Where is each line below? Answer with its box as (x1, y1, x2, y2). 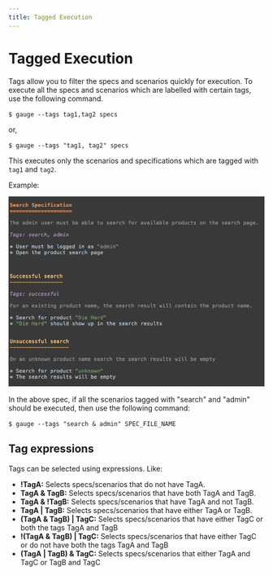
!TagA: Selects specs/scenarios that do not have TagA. (19, 479, 206, 489)
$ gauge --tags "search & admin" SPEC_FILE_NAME (8, 419, 176, 428)
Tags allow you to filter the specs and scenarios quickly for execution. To (8, 76, 253, 86)
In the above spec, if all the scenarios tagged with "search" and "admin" (8, 394, 250, 404)
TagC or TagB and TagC (19, 557, 101, 567)
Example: (8, 180, 40, 190)
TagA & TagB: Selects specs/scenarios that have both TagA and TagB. (19, 488, 256, 498)
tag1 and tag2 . (8, 164, 57, 174)
